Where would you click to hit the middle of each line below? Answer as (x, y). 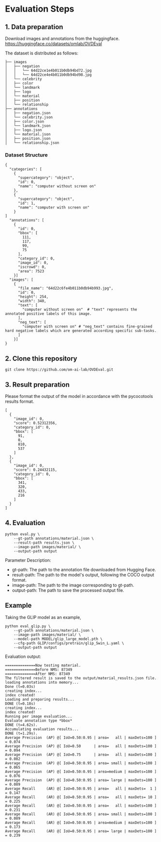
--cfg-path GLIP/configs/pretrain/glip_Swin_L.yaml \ (69, 643)
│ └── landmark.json (28, 126)
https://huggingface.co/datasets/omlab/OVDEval (54, 44)
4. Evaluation (25, 523)
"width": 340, (32, 301)
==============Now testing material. (43, 665)
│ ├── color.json (25, 121)
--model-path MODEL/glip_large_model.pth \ (58, 639)
